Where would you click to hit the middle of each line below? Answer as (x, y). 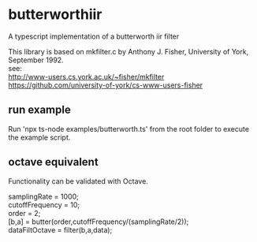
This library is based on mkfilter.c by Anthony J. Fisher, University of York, (128, 51)
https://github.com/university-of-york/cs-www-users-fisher (106, 85)
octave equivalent (53, 162)
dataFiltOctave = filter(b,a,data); (60, 229)
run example (39, 110)
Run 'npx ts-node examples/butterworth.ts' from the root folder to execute (129, 128)
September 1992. (36, 60)
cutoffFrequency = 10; (44, 205)
